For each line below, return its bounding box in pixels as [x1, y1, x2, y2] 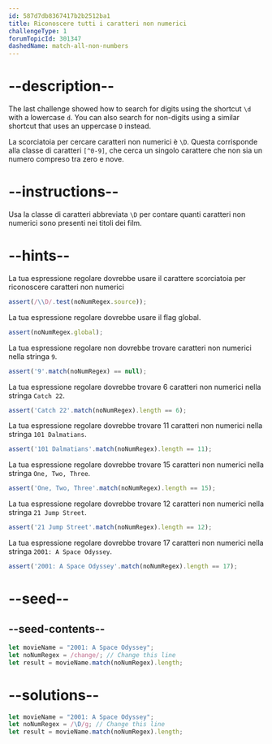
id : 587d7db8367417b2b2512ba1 [8, 11, 111, 20]
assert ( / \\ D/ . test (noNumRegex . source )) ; [8, 297, 148, 305]
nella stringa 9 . [8, 351, 58, 361]
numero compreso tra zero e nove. [8, 154, 124, 164]
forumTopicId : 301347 [8, 34, 82, 43]
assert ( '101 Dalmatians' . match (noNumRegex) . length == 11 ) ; [8, 445, 213, 453]
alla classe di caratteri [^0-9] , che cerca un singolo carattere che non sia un [8, 145, 263, 155]
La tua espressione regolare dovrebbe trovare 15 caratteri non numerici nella [8, 460, 264, 469]
